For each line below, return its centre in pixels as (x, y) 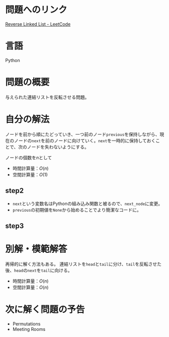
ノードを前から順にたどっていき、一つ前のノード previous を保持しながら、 (82, 134)
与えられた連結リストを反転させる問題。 (47, 97)
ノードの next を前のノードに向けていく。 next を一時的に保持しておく (85, 141)
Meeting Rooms (29, 329)
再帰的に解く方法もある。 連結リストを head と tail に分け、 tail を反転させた (83, 264)
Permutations (26, 324)
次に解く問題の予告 (45, 310)
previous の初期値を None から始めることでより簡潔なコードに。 (77, 210)
